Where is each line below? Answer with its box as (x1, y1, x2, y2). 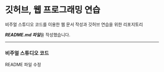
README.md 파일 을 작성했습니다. (5, 32, 71, 37)
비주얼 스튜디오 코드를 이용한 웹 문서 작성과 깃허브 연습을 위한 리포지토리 (5, 21, 143, 27)
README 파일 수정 (5, 62, 41, 68)
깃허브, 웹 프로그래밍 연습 (5, 4, 101, 16)
